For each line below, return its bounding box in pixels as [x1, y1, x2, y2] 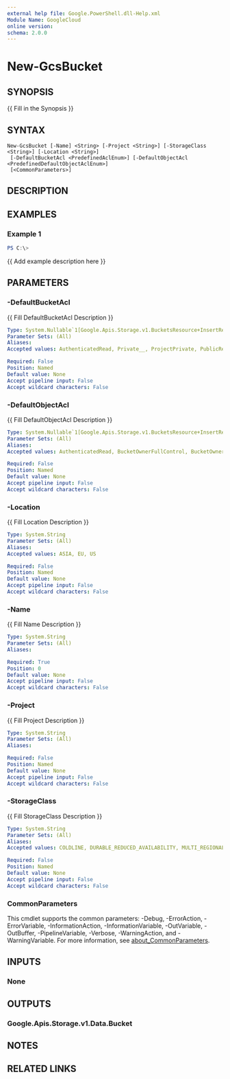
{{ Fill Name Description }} [7, 620, 81, 629]
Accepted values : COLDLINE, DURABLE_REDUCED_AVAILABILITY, [7, 845, 179, 852]
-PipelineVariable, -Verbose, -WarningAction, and [37, 928, 177, 937]
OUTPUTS [7, 998, 51, 1010]
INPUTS [7, 956, 41, 968]
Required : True [7, 658, 51, 665]
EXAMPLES [7, 208, 57, 220]
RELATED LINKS [7, 1063, 77, 1075]
